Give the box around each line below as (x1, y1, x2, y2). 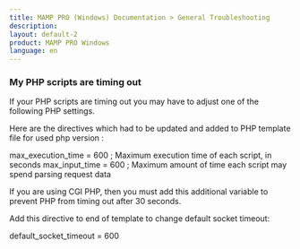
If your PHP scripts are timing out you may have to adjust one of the (9, 96, 260, 107)
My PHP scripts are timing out (9, 76, 141, 89)
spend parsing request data (9, 169, 112, 180)
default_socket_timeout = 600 (9, 230, 119, 242)
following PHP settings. (9, 106, 96, 116)
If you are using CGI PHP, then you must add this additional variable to (9, 186, 269, 197)
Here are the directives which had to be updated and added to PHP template (9, 123, 291, 134)
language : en (9, 47, 58, 56)
